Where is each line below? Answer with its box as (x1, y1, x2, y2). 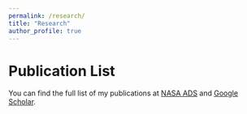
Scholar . (8, 97, 37, 107)
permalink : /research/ (8, 11, 85, 20)
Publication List (8, 61, 115, 80)
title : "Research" (8, 19, 71, 27)
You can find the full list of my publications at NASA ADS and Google (8, 88, 238, 98)
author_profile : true (8, 27, 82, 35)
